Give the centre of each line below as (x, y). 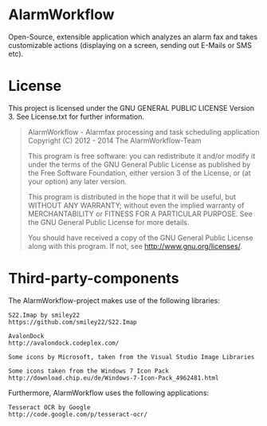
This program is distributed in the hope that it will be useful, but (132, 196)
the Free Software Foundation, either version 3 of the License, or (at (139, 172)
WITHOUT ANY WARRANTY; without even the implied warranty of (136, 205)
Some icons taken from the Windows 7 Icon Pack (89, 371)
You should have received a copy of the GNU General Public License (140, 238)
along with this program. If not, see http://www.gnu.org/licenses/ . (135, 246)
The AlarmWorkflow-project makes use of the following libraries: (114, 300)
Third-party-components (94, 279)
